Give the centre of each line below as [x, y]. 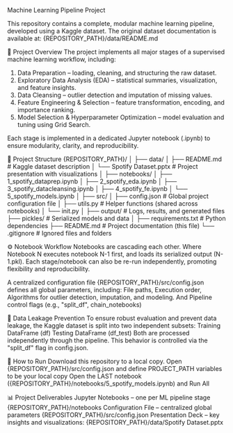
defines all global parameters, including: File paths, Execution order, [104, 290]
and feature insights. [47, 88]
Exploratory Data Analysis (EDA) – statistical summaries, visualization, [117, 80]
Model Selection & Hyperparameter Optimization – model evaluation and [121, 117]
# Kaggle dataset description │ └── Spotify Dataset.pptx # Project [103, 166]
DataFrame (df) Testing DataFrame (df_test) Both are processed [98, 333]
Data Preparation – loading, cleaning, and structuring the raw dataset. [117, 73]
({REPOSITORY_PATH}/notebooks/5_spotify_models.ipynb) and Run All [109, 383]
